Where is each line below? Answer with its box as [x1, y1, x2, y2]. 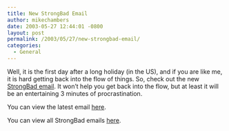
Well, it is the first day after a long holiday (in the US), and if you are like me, [7, 67, 223, 76]
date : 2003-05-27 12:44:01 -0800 [7, 23, 103, 30]
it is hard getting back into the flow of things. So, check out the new [7, 74, 200, 83]
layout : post [7, 29, 45, 37]
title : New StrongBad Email [7, 10, 88, 17]
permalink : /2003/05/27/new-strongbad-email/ [7, 36, 140, 43]
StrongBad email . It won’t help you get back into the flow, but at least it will [7, 82, 219, 90]
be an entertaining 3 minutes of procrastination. [7, 89, 143, 97]
